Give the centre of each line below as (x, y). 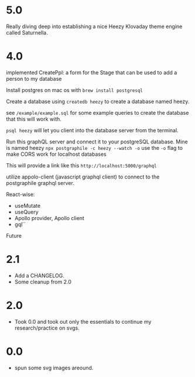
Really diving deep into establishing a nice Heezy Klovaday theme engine (94, 26)
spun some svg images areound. (54, 368)
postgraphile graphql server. (40, 183)
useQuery (27, 212)
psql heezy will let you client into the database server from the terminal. (92, 130)
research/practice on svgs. (47, 328)
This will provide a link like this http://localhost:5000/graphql (81, 165)
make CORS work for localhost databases (56, 154)
